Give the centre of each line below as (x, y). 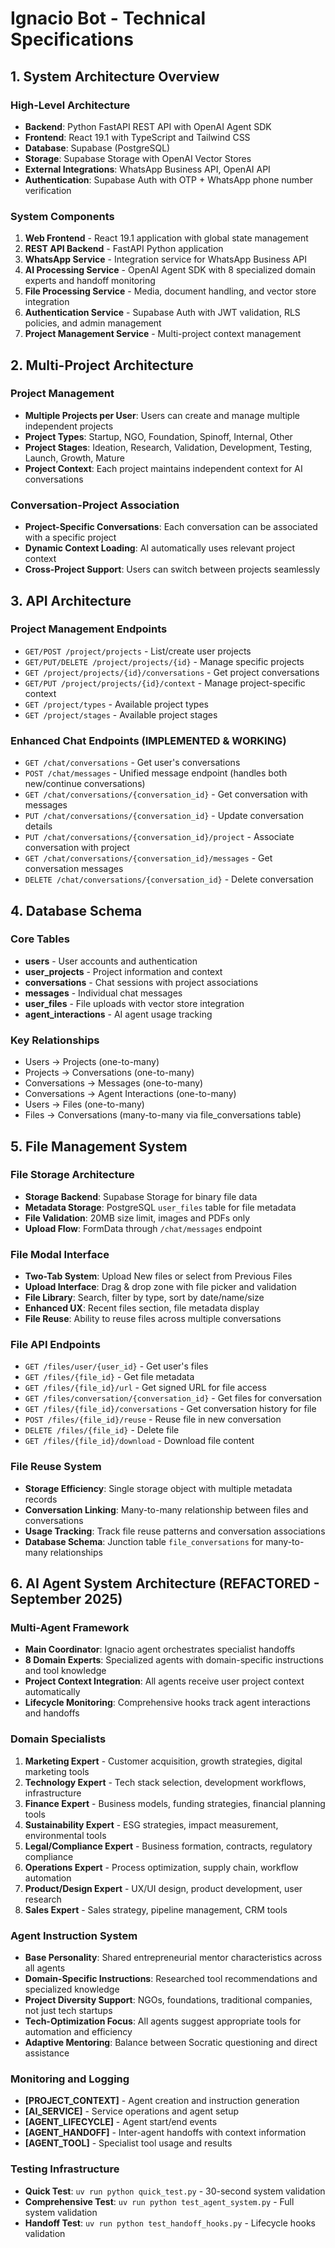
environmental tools (65, 1835)
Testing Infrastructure (65, 2169)
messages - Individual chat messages (103, 993)
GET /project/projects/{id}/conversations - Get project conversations (172, 672)
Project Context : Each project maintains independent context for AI (163, 468)
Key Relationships (55, 1040)
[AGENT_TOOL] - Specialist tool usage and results (128, 2143)
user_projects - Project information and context (123, 971)
